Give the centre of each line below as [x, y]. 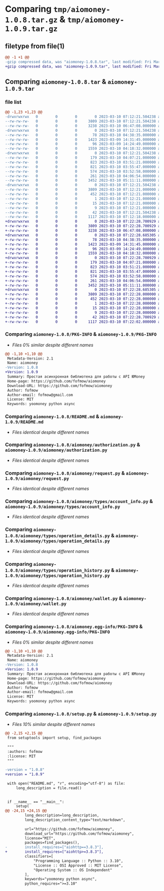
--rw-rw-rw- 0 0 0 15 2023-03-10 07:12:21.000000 [81, 203]
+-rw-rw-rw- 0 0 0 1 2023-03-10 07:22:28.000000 [81, 304]
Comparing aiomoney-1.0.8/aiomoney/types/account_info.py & [79, 502]
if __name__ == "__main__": [36, 802]
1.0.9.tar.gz [31, 29]
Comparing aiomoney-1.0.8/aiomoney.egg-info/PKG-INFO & [74, 626]
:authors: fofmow [25, 751]
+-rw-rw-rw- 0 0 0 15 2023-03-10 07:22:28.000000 [81, 308]
